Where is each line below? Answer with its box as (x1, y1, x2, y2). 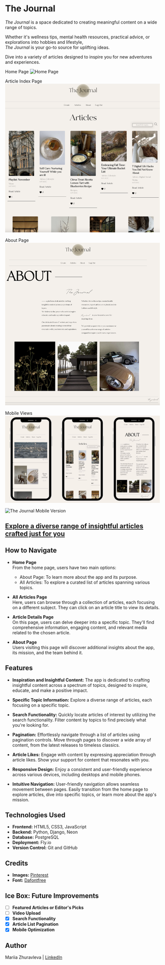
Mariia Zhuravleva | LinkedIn (5, 954, 62, 961)
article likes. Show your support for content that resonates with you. (12, 757, 150, 763)
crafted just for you (5, 529, 65, 538)
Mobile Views (5, 410, 33, 416)
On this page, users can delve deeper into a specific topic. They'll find (12, 619, 155, 625)
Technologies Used (5, 811, 65, 819)
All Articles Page (12, 594, 48, 600)
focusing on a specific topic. (12, 702, 70, 708)
